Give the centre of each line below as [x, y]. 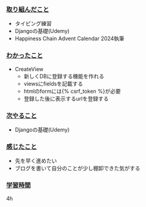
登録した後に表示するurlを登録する [66, 98]
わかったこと [25, 56]
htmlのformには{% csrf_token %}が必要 [72, 91]
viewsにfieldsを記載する [53, 83]
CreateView [29, 69]
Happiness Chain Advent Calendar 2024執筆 [69, 39]
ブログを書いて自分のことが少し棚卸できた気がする [77, 168]
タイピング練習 [33, 24]
